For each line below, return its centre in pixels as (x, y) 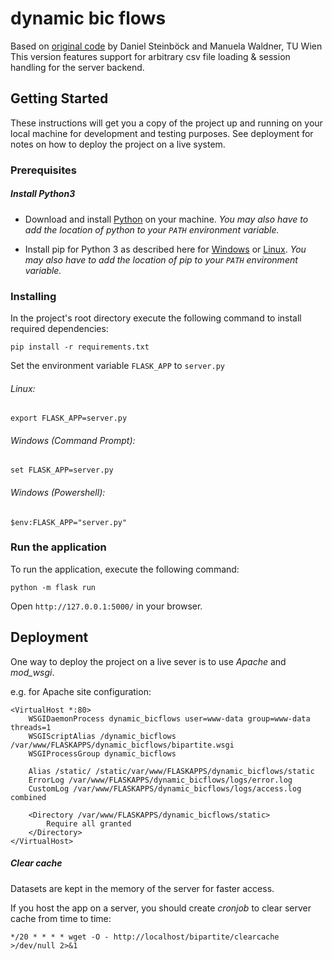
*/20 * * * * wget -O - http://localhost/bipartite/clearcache (145, 937)
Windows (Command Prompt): (73, 440)
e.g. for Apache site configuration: (81, 691)
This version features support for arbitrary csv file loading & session (150, 56)
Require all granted (89, 823)
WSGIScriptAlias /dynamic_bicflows (102, 736)
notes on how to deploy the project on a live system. (118, 144)
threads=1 (31, 727)
